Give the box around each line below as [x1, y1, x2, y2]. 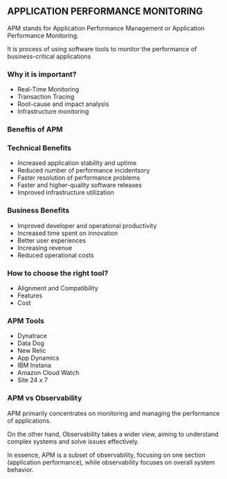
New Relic [17, 347, 46, 355]
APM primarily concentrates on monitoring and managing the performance [7, 409, 220, 417]
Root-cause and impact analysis [17, 100, 109, 108]
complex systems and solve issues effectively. [7, 437, 140, 446]
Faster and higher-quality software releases [17, 181, 142, 189]
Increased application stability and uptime [17, 159, 137, 167]
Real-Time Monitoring [17, 85, 80, 94]
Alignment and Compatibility [17, 284, 98, 292]
